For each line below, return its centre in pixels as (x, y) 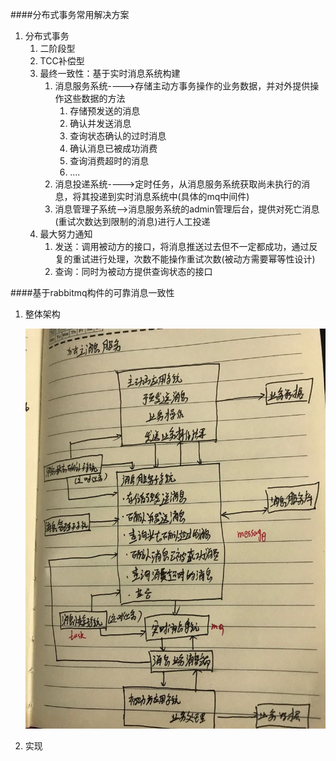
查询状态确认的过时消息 (118, 136)
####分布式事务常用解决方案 (70, 14)
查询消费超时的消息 (109, 161)
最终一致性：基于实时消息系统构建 (110, 73)
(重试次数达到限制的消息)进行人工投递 (132, 221)
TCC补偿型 (62, 61)
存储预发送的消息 (105, 111)
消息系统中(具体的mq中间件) (191, 196)
